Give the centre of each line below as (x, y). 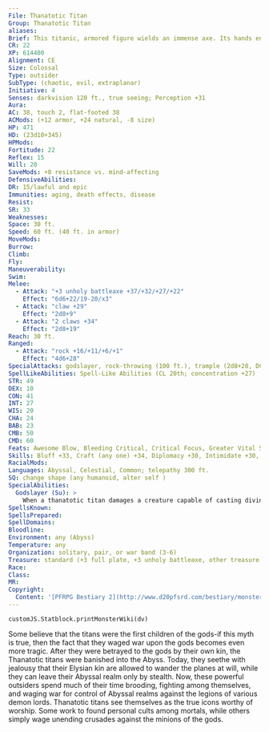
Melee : (19, 284)
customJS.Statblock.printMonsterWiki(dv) (78, 619)
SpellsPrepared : (35, 515)
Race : (17, 567)
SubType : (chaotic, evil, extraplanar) (75, 83)
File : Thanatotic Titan (48, 16)
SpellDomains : (32, 523)
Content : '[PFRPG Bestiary (60, 597)
